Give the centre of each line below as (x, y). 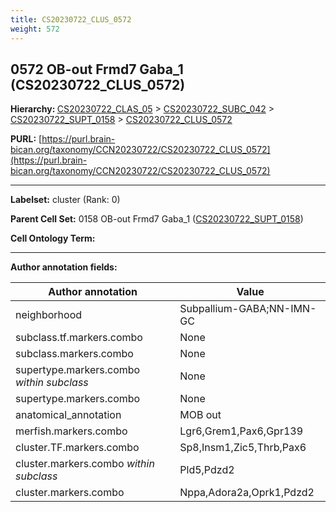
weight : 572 (35, 29)
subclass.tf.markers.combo (79, 338)
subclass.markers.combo (74, 354)
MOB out (200, 415)
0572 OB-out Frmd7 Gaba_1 (97, 69)
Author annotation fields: (64, 267)
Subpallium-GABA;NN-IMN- (248, 309)
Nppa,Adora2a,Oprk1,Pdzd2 (247, 493)
